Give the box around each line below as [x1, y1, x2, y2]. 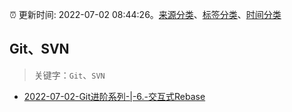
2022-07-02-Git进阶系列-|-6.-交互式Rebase [23, 90, 206, 102]
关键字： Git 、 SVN [33, 69, 106, 81]
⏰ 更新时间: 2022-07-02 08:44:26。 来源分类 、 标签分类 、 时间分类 [9, 9, 282, 20]
